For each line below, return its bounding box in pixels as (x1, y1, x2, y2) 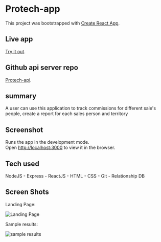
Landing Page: (5, 201, 36, 207)
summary (5, 92, 37, 100)
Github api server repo (5, 63, 78, 72)
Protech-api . (5, 77, 32, 83)
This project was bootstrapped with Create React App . (5, 20, 120, 26)
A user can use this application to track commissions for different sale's (5, 105, 156, 112)
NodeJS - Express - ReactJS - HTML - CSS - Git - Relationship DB (5, 173, 145, 179)
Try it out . (5, 48, 26, 54)
